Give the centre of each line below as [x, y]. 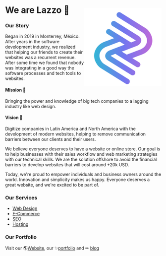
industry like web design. [31, 106]
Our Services [21, 197]
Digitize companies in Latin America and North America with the [71, 128]
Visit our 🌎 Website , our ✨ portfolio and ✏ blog [52, 248]
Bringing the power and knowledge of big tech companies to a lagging [77, 101]
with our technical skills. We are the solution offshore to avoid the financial [81, 159]
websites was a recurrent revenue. [40, 58]
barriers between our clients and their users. [51, 139]
